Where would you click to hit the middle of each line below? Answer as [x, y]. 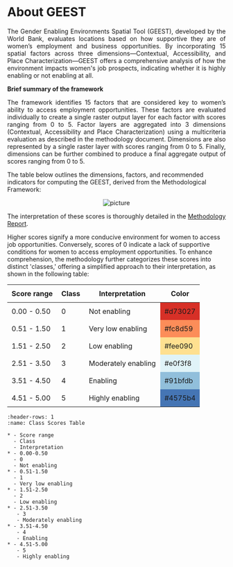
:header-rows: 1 [31, 417]
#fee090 [179, 346]
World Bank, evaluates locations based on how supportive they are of [116, 38]
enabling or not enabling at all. [50, 75]
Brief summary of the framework [55, 89]
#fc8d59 [179, 329]
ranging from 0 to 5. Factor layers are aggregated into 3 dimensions [116, 124]
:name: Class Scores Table [46, 423]
